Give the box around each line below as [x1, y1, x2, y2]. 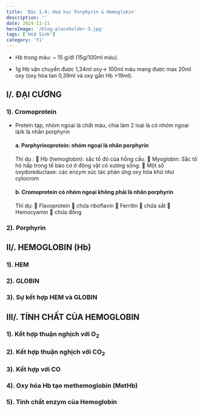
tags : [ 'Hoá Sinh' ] [6, 32, 56, 38]
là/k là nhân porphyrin [15, 128, 70, 135]
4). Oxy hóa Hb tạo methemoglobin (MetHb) [6, 381, 138, 390]
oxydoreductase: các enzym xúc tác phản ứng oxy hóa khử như [15, 168, 175, 175]
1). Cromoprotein [6, 107, 57, 116]
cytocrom [15, 174, 39, 182]
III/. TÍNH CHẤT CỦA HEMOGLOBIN [6, 312, 140, 322]
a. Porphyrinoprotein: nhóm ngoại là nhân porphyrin [15, 142, 149, 149]
